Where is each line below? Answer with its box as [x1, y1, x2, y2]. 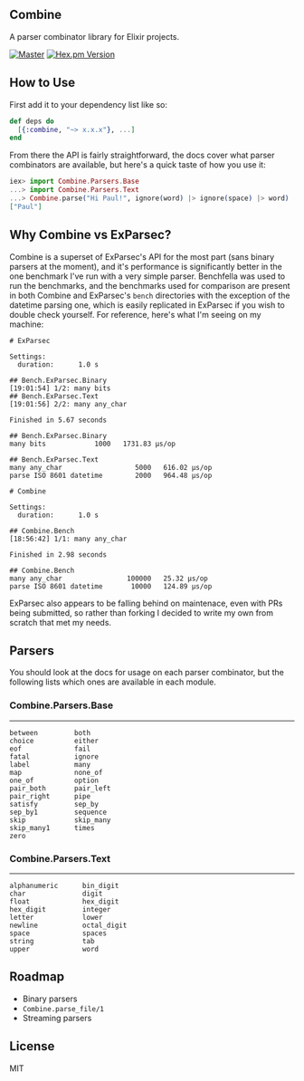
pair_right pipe [9, 791, 91, 800]
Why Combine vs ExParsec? [9, 227, 172, 243]
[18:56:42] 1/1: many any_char [9, 534, 128, 543]
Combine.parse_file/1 [22, 1004, 104, 1013]
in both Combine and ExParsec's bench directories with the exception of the [9, 290, 290, 301]
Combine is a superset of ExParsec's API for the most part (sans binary [9, 251, 275, 262]
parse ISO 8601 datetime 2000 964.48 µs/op [9, 471, 213, 480]
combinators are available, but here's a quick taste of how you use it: [9, 159, 266, 170]
